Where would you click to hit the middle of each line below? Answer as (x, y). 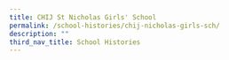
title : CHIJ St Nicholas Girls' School (83, 17)
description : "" (39, 34)
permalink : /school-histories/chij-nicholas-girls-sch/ (114, 26)
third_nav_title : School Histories (75, 42)
